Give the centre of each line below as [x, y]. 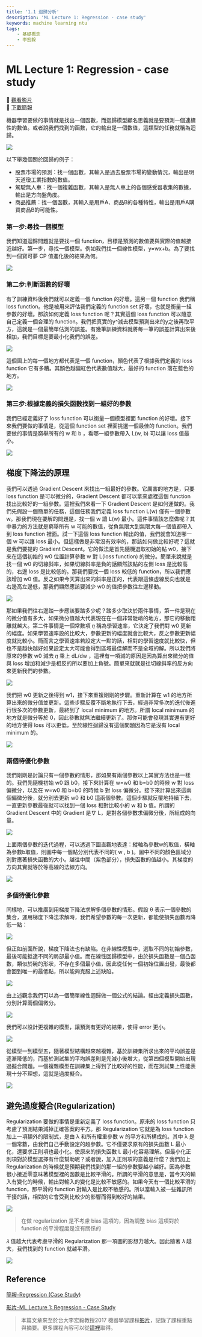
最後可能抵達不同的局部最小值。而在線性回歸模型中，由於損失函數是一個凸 [98, 956]
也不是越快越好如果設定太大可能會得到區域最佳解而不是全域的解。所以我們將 [101, 648]
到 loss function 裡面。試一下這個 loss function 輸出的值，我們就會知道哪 [96, 534]
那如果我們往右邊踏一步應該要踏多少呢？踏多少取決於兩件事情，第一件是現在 [101, 610]
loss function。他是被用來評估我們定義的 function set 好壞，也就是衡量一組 [99, 306]
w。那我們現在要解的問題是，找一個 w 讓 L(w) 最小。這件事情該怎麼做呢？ [98, 519]
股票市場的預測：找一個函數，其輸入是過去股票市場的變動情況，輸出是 [102, 172]
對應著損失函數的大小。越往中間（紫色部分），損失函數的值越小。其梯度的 [102, 859]
